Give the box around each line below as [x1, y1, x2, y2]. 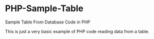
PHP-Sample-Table [5, 3, 84, 14]
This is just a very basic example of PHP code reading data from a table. [5, 28, 150, 34]
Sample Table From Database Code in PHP [5, 19, 91, 25]
